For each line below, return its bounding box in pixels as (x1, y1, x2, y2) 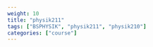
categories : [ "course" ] (7, 29, 78, 37)
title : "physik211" (7, 17, 65, 23)
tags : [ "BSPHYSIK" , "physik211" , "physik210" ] (7, 23, 147, 30)
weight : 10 (7, 10, 39, 17)
